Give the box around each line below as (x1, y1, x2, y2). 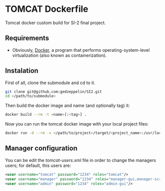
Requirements (5, 34, 49, 42)
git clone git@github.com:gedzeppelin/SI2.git (5, 89, 102, 94)
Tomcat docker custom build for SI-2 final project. (5, 20, 106, 26)
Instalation (5, 66, 38, 75)
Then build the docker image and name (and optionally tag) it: (5, 102, 130, 109)
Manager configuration (5, 144, 78, 153)
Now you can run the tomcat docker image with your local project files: (5, 121, 149, 127)
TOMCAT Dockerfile (5, 3, 88, 15)
